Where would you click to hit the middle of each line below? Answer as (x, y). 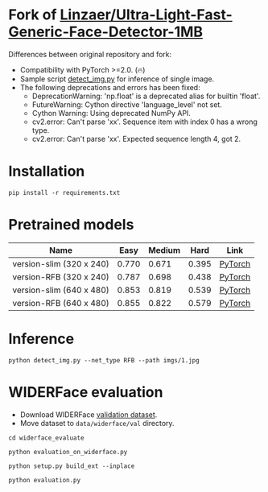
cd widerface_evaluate (46, 438)
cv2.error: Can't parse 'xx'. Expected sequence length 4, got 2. (136, 139)
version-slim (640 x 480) (61, 290)
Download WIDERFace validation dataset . (89, 414)
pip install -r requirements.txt (64, 192)
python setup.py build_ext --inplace (72, 466)
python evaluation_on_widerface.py (68, 452)
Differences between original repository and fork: (90, 54)
